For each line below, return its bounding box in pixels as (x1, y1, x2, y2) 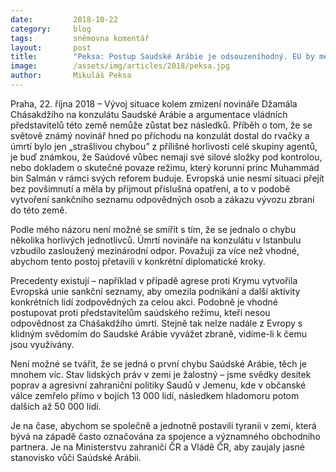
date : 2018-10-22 (10, 14, 118, 25)
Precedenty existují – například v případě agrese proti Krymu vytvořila (10, 274, 298, 286)
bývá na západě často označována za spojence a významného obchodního (10, 430, 321, 442)
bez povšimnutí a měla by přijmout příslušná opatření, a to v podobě (10, 182, 291, 195)
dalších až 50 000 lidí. (10, 400, 102, 412)
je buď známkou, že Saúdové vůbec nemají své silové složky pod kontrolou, (10, 151, 323, 163)
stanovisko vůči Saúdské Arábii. (10, 451, 142, 463)
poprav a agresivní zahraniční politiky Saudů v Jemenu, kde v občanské (10, 379, 307, 391)
